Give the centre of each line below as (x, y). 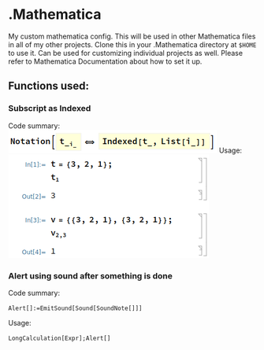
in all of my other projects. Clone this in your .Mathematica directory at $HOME (132, 44)
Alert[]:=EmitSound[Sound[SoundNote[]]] (76, 308)
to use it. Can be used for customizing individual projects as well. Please (125, 53)
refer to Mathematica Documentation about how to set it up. (105, 61)
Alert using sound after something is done (91, 275)
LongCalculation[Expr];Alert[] (59, 338)
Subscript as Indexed (50, 109)
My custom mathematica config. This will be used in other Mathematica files (132, 36)
